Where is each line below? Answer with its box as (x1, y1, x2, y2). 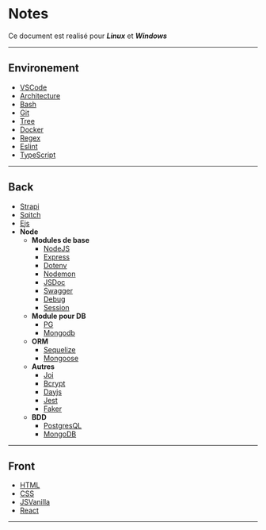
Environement (8, 61, 79, 75)
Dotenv (43, 260, 67, 270)
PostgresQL (43, 421, 82, 430)
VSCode (19, 83, 47, 92)
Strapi (19, 202, 40, 211)
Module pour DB (31, 311, 86, 321)
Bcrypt (43, 378, 66, 388)
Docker (19, 125, 44, 134)
